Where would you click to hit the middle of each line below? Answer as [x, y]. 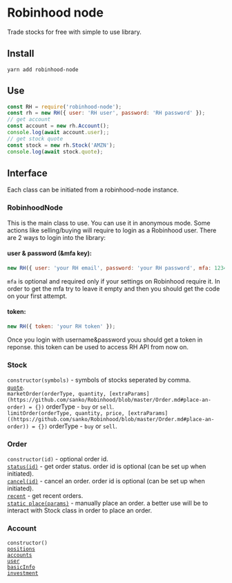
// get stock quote [35, 139]
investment [23, 573]
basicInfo [21, 567]
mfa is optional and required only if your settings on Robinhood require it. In [114, 281]
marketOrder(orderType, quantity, [57, 394]
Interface [27, 173]
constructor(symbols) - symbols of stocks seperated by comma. [99, 380]
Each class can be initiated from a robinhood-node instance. [93, 190]
